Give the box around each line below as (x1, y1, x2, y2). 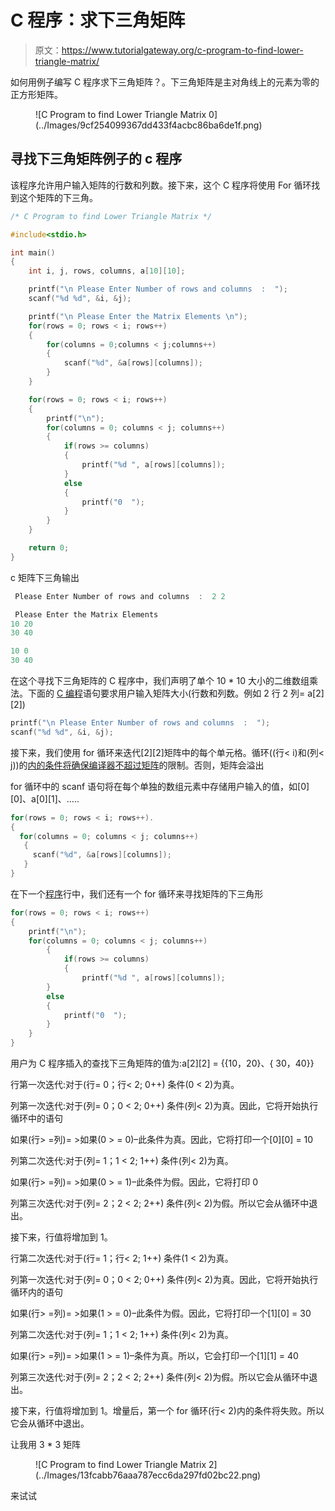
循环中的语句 (10, 1112, 63, 1124)
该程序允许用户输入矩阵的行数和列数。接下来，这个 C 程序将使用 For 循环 (10, 179, 312, 191)
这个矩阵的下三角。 (18, 191, 98, 203)
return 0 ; (28, 543, 70, 553)
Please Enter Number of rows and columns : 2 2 (14, 591, 226, 601)
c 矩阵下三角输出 (10, 571, 80, 583)
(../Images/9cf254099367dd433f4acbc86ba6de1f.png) (35, 119, 263, 131)
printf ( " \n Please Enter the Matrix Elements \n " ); (28, 311, 248, 321)
